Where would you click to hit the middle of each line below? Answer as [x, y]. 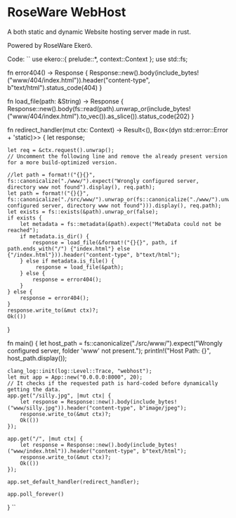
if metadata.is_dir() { [55, 236]
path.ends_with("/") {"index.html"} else [69, 248]
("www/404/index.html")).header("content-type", [79, 80]
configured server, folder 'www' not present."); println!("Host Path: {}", [109, 350]
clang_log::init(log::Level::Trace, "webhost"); [80, 371]
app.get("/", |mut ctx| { [45, 438]
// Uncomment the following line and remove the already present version [118, 156]
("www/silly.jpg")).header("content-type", [72, 408]
